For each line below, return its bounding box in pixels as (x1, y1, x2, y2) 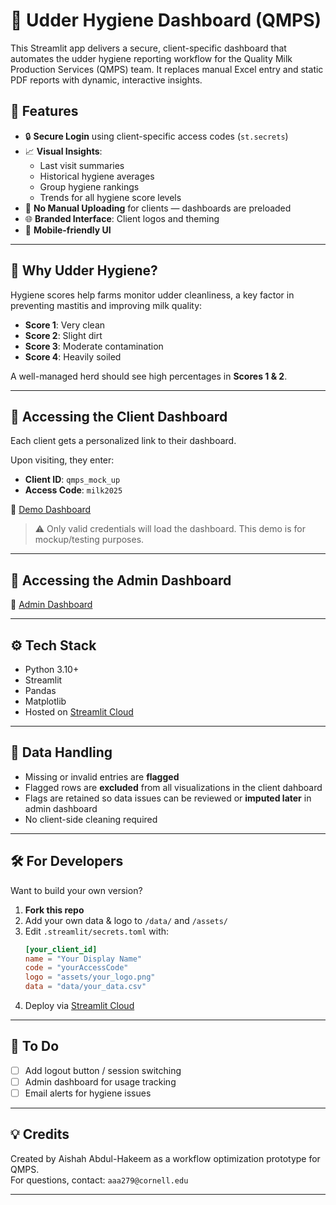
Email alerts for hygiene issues (24, 1087, 152, 1099)
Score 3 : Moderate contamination (24, 340, 164, 352)
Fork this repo (24, 904, 85, 916)
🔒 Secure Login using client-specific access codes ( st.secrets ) (24, 130, 289, 142)
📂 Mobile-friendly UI (24, 224, 112, 236)
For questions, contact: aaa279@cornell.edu (10, 1174, 189, 1186)
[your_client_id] (24, 944, 98, 954)
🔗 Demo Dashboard (10, 504, 92, 516)
